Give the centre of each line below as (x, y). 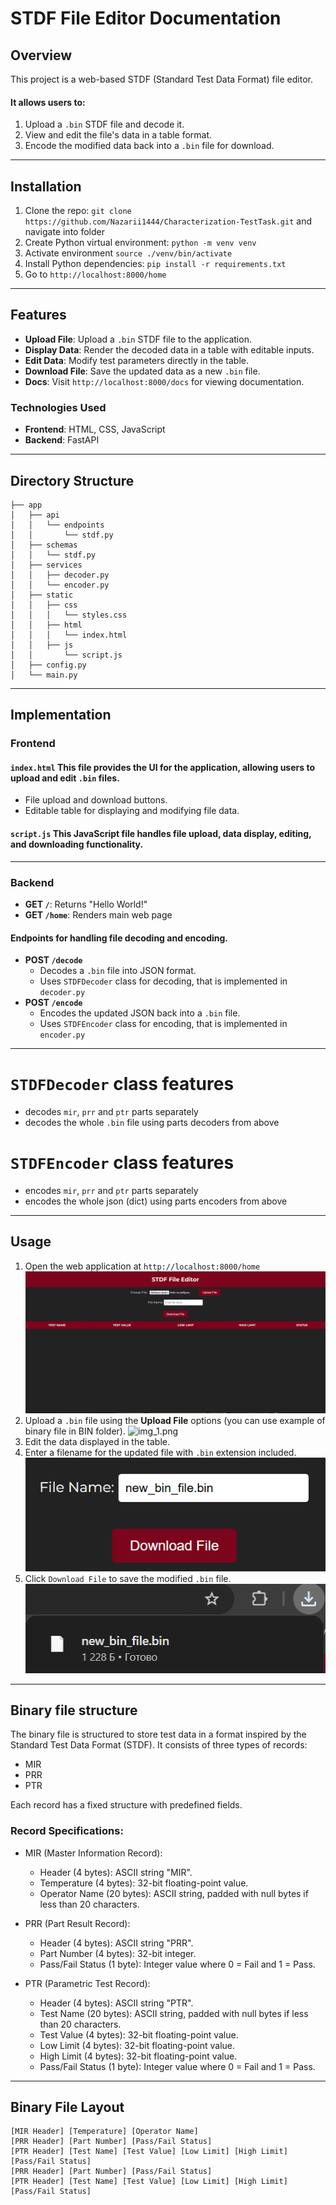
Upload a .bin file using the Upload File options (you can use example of (175, 1420)
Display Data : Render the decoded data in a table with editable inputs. (169, 349)
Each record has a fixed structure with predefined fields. (126, 1805)
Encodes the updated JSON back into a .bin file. (140, 1013)
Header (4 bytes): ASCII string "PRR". (116, 1943)
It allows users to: (48, 102)
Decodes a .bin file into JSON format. (118, 971)
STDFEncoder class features (122, 1163)
